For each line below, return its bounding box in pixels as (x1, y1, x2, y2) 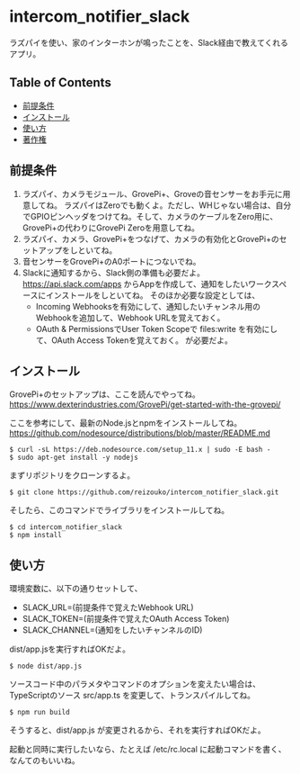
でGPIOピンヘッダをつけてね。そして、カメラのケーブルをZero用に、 (22, 211, 278, 221)
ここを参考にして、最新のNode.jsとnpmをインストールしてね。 (9, 418, 243, 428)
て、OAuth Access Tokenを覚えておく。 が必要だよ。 (35, 335, 234, 346)
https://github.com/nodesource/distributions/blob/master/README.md (9, 427, 271, 438)
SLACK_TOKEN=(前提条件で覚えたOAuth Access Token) (22, 614, 230, 625)
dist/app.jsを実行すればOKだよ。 (9, 643, 130, 654)
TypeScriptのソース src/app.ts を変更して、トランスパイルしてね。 (9, 690, 256, 701)
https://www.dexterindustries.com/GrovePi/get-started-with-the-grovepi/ (9, 399, 281, 410)
